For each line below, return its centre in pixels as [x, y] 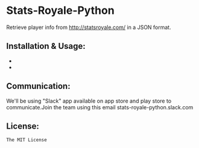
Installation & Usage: [46, 46]
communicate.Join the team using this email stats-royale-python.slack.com [100, 107]
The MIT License [27, 140]
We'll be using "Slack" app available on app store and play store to [89, 101]
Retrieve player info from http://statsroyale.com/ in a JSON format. [89, 27]
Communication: [38, 86]
